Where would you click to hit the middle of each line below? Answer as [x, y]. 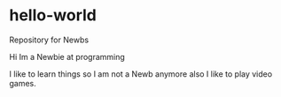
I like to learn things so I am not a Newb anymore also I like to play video [141, 74]
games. [23, 83]
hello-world [53, 15]
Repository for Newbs [49, 40]
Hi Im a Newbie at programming [67, 56]
